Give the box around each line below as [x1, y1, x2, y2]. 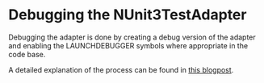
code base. [8, 49, 46, 59]
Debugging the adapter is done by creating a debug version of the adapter [8, 32, 256, 42]
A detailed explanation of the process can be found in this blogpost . [8, 64, 234, 74]
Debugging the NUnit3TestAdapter [8, 6, 247, 24]
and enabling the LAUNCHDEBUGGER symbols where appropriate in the [8, 40, 249, 50]
